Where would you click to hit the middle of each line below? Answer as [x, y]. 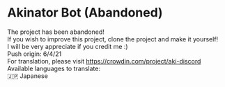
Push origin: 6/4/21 [34, 54]
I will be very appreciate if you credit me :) [68, 46]
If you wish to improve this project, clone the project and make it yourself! [113, 39]
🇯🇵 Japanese [28, 76]
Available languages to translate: [54, 68]
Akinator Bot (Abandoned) [85, 13]
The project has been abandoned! [56, 32]
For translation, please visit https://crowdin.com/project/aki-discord [104, 61]
